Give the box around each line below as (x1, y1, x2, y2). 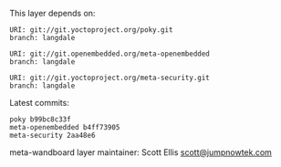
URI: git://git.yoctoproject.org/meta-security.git (9, 73, 210, 82)
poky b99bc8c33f (9, 115, 71, 124)
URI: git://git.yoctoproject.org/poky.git (9, 26, 173, 35)
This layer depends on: (9, 8, 96, 18)
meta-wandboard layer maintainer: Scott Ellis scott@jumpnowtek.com (9, 147, 272, 158)
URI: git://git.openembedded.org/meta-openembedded (9, 49, 210, 58)
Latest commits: (9, 98, 70, 108)
